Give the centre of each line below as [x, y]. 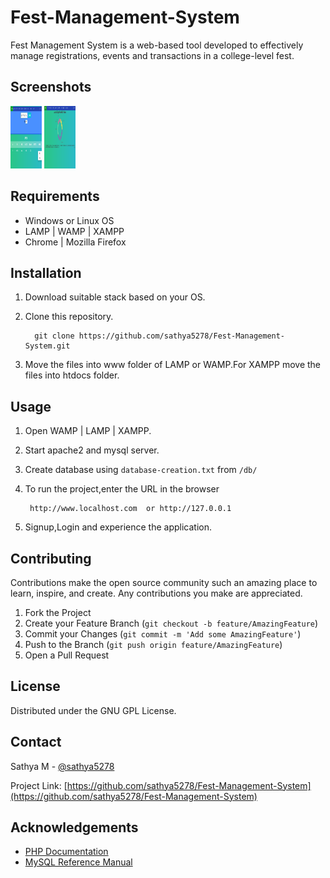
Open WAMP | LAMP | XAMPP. [88, 431]
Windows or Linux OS [69, 220]
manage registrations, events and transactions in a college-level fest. [152, 55]
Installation [46, 272]
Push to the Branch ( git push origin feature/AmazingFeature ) [153, 644]
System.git [47, 346]
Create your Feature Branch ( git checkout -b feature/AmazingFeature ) [171, 623]
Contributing [51, 558]
